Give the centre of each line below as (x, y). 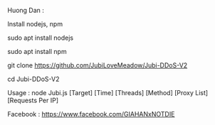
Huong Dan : (26, 10)
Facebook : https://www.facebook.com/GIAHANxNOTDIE (91, 114)
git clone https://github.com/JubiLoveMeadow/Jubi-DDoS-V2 (98, 65)
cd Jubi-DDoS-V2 (33, 79)
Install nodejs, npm (35, 24)
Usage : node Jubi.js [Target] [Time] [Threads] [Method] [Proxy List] (108, 93)
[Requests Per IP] (33, 100)
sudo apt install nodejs (40, 38)
